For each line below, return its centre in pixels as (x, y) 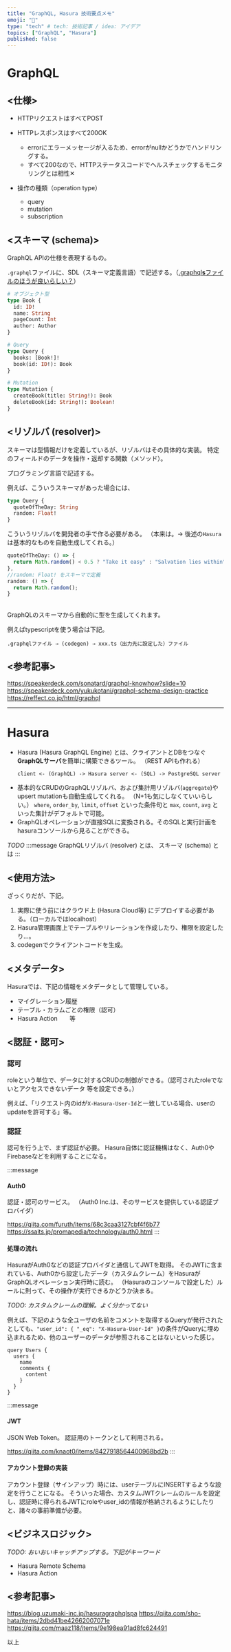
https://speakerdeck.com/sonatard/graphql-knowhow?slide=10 (97, 684)
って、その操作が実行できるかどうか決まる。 (94, 1291)
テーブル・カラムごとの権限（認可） (68, 1010)
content (36, 1375)
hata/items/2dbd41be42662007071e (58, 1621)
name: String (32, 313)
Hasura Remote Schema (51, 1566)
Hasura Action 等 (46, 1019)
